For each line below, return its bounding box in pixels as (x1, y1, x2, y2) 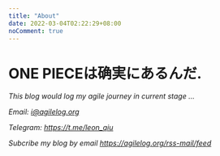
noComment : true (8, 27, 63, 35)
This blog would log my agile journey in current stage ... (8, 91, 195, 101)
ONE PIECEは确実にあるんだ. (8, 64, 202, 82)
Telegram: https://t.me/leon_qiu (8, 123, 114, 133)
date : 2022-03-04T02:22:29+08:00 (8, 19, 122, 27)
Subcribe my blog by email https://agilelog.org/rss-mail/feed (8, 138, 212, 148)
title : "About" (8, 11, 60, 20)
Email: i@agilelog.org (8, 107, 80, 117)
